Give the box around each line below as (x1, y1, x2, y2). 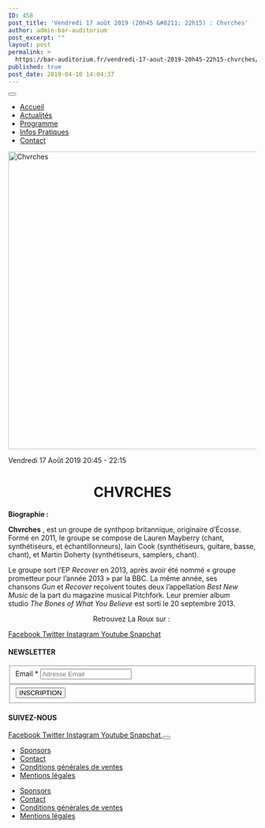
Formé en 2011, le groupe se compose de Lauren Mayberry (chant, (8, 533, 225, 542)
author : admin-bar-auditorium (8, 26, 108, 34)
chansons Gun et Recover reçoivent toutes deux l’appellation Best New (8, 581, 239, 591)
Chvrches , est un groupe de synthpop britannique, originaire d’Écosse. (8, 525, 242, 534)
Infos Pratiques (19, 127, 69, 137)
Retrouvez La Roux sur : (92, 614, 171, 623)
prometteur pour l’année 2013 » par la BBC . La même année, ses (8, 574, 218, 583)
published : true (8, 63, 62, 71)
